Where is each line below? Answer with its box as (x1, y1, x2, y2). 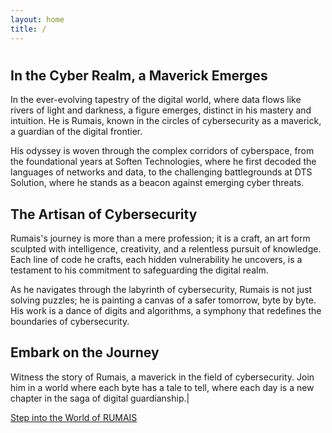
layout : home (10, 14, 65, 25)
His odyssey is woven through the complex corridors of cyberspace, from (10, 145, 315, 157)
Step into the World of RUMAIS (10, 411, 138, 423)
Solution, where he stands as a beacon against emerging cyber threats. (10, 177, 305, 189)
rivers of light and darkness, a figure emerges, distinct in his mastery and (10, 104, 312, 116)
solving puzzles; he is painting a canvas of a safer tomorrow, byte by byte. (10, 294, 317, 306)
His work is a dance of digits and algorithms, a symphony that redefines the (10, 304, 322, 316)
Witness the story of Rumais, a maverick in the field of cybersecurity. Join (10, 371, 315, 383)
